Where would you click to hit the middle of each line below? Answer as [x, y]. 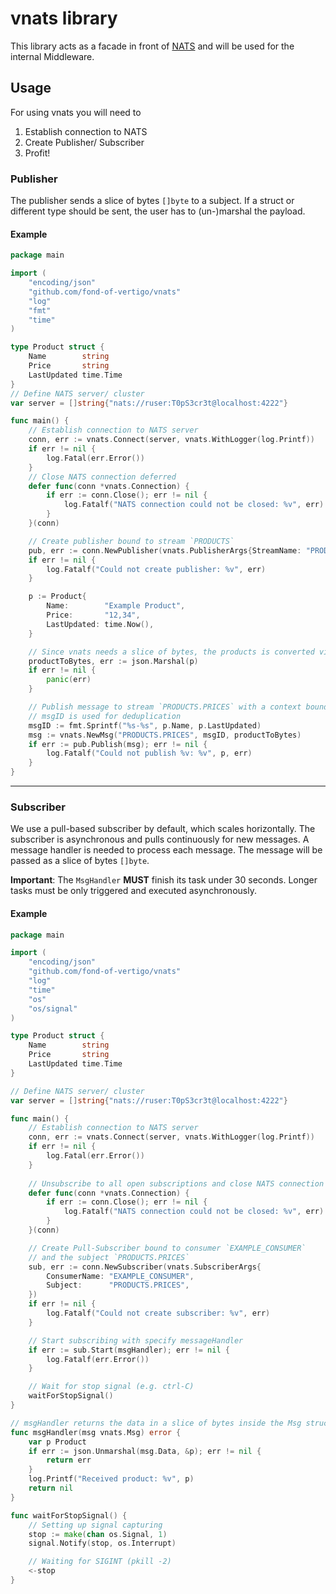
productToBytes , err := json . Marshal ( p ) [113, 661]
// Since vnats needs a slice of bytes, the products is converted [171, 652]
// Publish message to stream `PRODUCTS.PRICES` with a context [165, 707]
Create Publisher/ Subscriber [84, 142]
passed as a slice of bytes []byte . [80, 861]
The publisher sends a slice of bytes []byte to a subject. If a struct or [152, 201]
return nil [51, 1488]
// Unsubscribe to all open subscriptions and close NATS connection [176, 1183]
